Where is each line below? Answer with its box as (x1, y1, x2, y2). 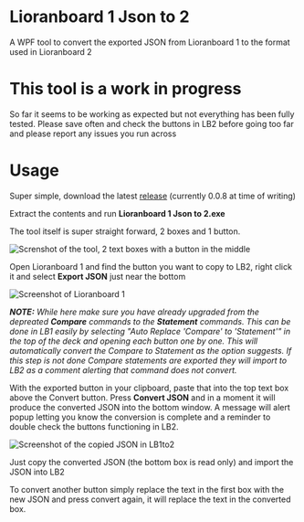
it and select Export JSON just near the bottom (9, 271, 186, 282)
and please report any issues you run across (9, 128, 177, 139)
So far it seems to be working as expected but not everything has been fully (9, 108, 295, 120)
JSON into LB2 (9, 466, 66, 477)
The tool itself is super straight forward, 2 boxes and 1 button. (9, 226, 241, 237)
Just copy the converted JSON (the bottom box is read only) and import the (9, 456, 294, 467)
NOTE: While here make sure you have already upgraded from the (9, 306, 260, 317)
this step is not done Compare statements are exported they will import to (9, 355, 288, 366)
